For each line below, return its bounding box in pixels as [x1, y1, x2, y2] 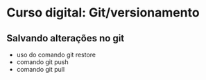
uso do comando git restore [16, 50, 96, 59]
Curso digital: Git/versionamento [6, 5, 200, 21]
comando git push [16, 58, 69, 66]
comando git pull [16, 66, 65, 73]
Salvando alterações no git [6, 32, 125, 44]
